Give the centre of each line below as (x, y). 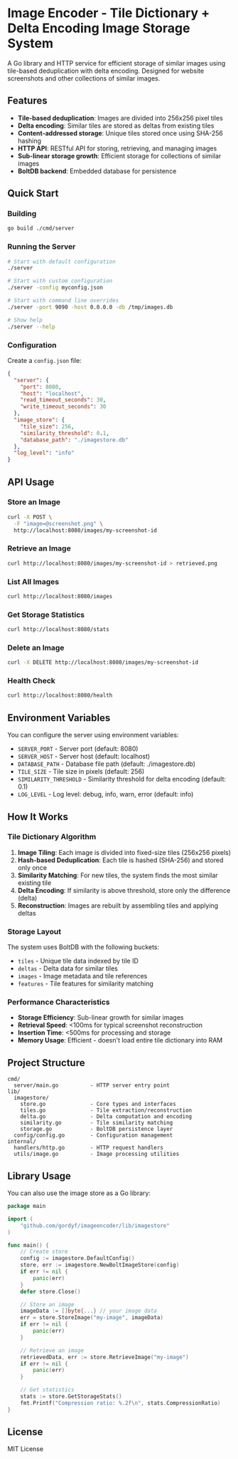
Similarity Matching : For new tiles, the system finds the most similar (118, 875)
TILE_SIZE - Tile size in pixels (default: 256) (81, 772)
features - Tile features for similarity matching (86, 984)
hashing (29, 140)
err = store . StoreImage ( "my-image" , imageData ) (92, 1318)
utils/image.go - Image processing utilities (97, 1154)
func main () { (28, 1245)
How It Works (38, 817)
